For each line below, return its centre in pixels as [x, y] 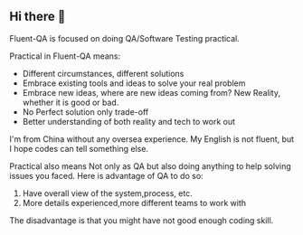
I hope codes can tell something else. [79, 148]
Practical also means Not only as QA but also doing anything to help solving [150, 166]
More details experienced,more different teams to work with [134, 202]
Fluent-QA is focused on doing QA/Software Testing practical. [124, 38]
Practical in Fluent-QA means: [65, 56]
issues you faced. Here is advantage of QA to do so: [106, 175]
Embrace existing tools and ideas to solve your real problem [134, 83]
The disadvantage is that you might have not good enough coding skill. [142, 220]
